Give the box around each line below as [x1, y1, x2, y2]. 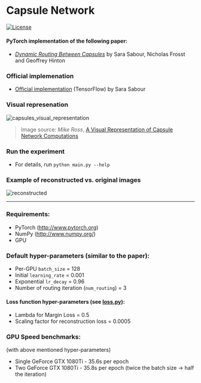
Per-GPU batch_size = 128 [14, 265, 81, 272]
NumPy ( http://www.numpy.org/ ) [14, 230, 96, 237]
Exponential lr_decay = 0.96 [14, 277, 85, 285]
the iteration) [14, 370, 47, 378]
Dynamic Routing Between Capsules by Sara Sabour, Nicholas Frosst [14, 50, 185, 58]
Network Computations [20, 132, 79, 139]
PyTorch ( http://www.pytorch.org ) [14, 223, 99, 231]
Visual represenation [6, 100, 69, 109]
